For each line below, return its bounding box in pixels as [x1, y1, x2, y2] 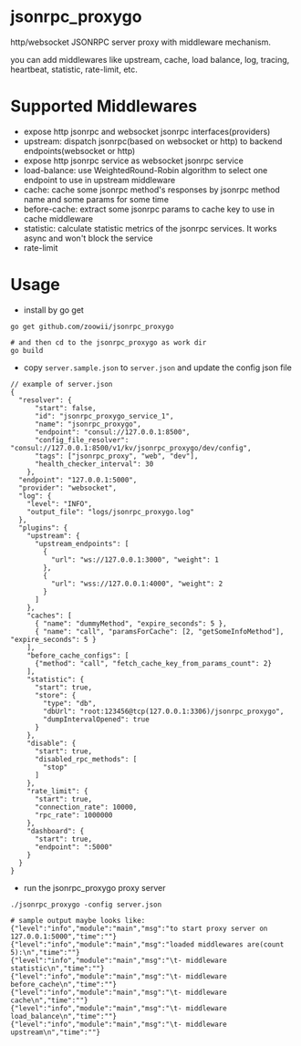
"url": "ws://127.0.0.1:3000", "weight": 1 [50, 554, 220, 564]
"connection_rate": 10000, [34, 803, 138, 812]
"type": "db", [43, 699, 97, 708]
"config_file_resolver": [34, 435, 130, 444]
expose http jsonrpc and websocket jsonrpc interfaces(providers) [23, 126, 271, 137]
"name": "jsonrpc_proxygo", [34, 419, 142, 429]
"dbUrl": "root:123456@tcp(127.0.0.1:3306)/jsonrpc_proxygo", [43, 707, 285, 716]
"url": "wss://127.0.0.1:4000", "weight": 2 [50, 579, 223, 588]
